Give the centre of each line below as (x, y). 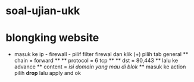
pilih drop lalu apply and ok (48, 73)
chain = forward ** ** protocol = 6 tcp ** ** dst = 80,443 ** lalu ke (96, 61)
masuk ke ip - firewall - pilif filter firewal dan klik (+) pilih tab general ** (101, 54)
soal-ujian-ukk (43, 11)
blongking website (52, 38)
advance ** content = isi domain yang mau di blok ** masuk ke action (100, 67)
